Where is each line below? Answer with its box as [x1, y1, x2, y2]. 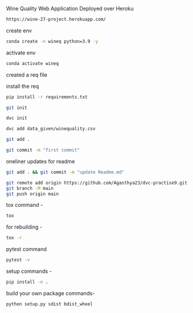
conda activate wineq [6, 60, 59, 67]
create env [6, 27, 32, 34]
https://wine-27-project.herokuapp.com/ [6, 17, 107, 22]
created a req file [6, 71, 48, 78]
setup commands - [6, 268, 52, 275]
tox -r [6, 235, 22, 241]
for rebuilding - [6, 223, 43, 230]
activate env [6, 49, 36, 56]
